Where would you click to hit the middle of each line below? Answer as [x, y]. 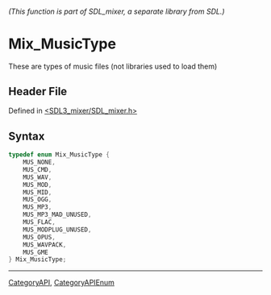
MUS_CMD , [38, 169]
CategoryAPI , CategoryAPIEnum [62, 283]
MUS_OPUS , [40, 237]
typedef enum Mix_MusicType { [59, 155]
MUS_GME [35, 252]
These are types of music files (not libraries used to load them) [113, 66]
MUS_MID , [38, 192]
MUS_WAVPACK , [45, 245]
